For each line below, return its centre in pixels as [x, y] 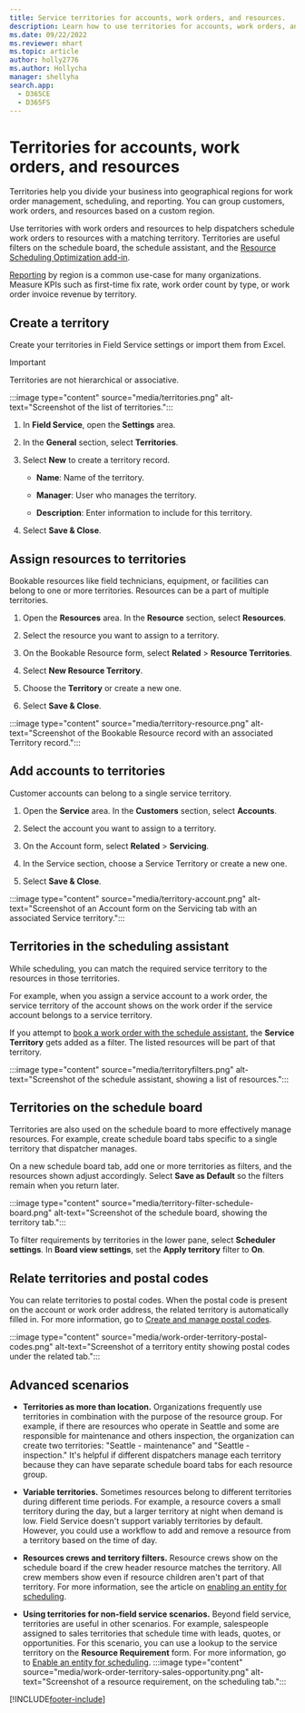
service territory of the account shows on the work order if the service [141, 1005]
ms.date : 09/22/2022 [49, 35]
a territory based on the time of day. [90, 1540]
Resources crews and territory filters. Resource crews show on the [150, 1558]
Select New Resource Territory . [83, 670]
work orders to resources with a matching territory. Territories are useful [145, 238]
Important [28, 362]
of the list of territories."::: [125, 407]
